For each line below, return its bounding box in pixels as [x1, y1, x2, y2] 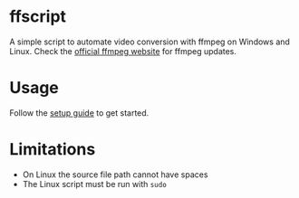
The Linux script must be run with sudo [22, 178, 168, 189]
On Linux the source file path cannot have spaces [22, 169, 208, 180]
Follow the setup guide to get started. [9, 107, 149, 118]
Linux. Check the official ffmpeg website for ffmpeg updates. [9, 45, 237, 56]
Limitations [9, 139, 96, 160]
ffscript [9, 6, 66, 27]
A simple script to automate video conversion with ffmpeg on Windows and [9, 36, 290, 47]
